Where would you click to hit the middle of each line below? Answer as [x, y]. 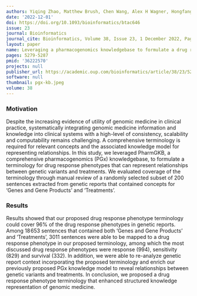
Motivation [22, 108]
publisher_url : [25, 72]
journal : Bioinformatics [36, 34]
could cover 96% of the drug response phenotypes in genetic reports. [91, 225]
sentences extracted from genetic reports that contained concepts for [91, 184]
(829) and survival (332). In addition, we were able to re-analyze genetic [94, 256]
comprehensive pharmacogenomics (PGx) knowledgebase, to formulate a [95, 159]
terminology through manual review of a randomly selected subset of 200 [95, 178]
